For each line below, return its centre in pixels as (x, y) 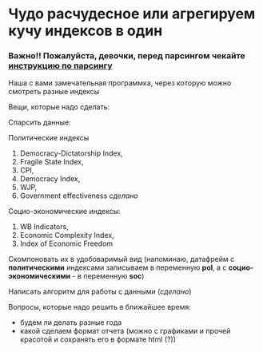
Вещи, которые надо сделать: (59, 107)
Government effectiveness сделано (79, 196)
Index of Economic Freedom (66, 243)
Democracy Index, (50, 179)
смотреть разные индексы (54, 92)
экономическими (39, 276)
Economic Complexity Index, (67, 235)
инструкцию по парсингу (61, 66)
